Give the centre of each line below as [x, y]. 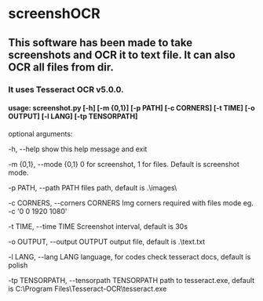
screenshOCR [54, 14]
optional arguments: [40, 133]
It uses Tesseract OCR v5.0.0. [66, 89]
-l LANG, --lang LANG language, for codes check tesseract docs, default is [130, 256]
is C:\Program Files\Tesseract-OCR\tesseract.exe [88, 288]
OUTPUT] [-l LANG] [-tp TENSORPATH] [73, 116]
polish [18, 265]
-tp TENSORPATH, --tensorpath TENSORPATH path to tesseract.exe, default [131, 280]
